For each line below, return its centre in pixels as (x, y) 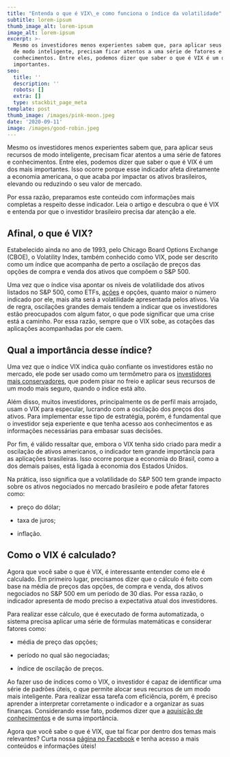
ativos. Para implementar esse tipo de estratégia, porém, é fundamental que (114, 416)
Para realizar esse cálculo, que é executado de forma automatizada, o (106, 614)
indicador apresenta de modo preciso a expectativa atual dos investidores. (112, 601)
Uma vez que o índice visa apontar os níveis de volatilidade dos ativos (106, 285)
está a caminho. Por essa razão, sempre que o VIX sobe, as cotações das (111, 321)
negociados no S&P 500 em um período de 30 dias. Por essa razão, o (105, 593)
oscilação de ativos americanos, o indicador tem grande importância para (111, 451)
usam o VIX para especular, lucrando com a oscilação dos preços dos (106, 409)
